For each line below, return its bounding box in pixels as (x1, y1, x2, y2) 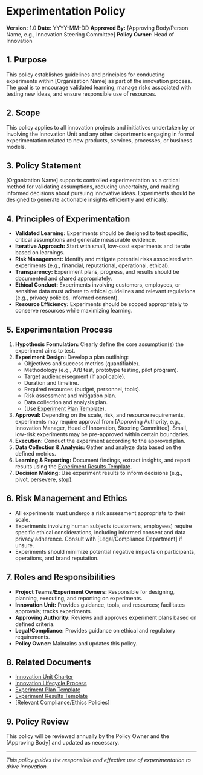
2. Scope (6, 108, 40, 118)
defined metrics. (14, 450, 56, 457)
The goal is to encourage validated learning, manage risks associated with (6, 84, 192, 91)
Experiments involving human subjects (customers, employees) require (14, 522, 192, 530)
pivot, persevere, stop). (14, 476, 74, 483)
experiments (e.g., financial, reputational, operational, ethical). (14, 262, 170, 269)
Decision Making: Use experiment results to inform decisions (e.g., (14, 470, 183, 476)
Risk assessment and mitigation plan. (24, 392, 117, 399)
